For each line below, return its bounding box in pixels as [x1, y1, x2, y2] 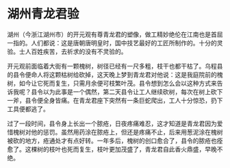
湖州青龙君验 [7, 6, 80, 22]
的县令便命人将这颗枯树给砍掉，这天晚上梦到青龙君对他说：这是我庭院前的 [7, 70, 217, 79]
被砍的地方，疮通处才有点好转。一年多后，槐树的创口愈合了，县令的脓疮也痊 [7, 136, 223, 145]
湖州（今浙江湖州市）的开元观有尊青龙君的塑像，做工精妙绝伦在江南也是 [7, 30, 211, 38]
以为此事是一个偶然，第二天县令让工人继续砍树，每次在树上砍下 [42, 87, 223, 96]
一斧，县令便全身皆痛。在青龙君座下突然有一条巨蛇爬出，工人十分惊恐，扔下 [7, 96, 223, 104]
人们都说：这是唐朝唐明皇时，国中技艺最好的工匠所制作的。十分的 [30, 38, 217, 47]
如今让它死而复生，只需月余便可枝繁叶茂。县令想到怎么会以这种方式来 [18, 79, 217, 87]
